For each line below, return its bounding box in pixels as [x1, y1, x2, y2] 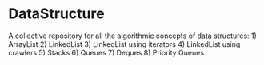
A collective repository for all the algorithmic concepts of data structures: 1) [8, 31, 258, 40]
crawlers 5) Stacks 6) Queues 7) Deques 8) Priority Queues [8, 48, 205, 57]
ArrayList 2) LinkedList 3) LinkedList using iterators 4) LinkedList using [8, 39, 241, 48]
